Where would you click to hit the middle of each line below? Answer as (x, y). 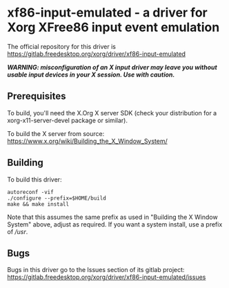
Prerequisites (37, 96)
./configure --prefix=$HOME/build (57, 198)
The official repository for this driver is (61, 46)
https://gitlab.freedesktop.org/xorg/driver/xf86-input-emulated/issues (107, 277)
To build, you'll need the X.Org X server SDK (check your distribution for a (112, 113)
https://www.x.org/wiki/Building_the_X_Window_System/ (87, 141)
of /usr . (18, 231)
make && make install (38, 204)
